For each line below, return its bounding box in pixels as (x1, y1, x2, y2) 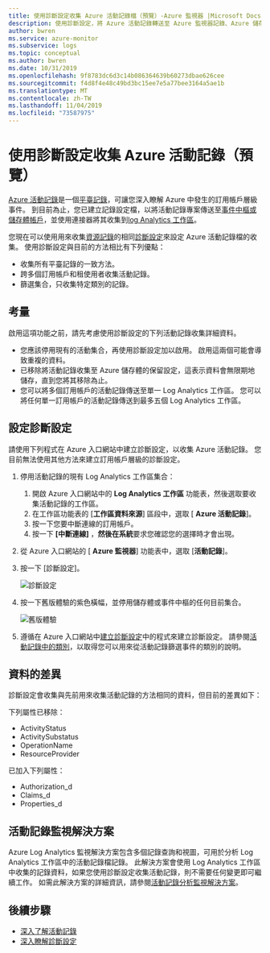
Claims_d (19, 790, 51, 800)
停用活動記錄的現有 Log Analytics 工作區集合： (19, 471, 175, 481)
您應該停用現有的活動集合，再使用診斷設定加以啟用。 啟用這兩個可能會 (19, 345, 255, 354)
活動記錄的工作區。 (39, 499, 103, 508)
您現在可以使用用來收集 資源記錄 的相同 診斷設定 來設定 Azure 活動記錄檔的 (8, 231, 251, 242)
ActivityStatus (19, 723, 67, 733)
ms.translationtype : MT (8, 86, 88, 95)
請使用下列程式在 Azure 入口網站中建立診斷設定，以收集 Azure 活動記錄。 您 (8, 444, 262, 454)
